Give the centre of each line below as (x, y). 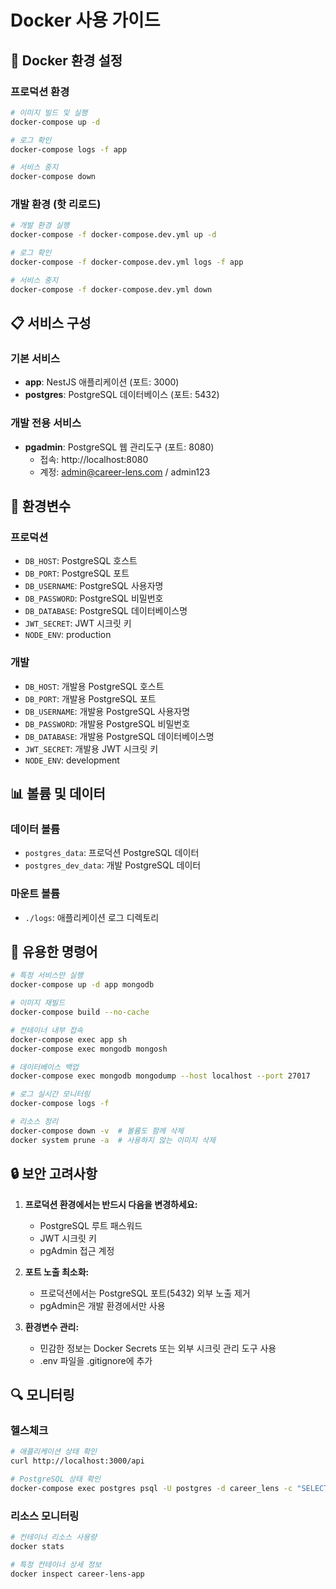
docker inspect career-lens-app (77, 1574)
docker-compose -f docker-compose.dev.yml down (111, 289)
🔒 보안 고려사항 (54, 1174)
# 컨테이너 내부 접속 (47, 1030)
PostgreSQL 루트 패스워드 (91, 1225)
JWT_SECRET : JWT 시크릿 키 (78, 623)
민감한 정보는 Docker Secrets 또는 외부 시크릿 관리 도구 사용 (158, 1348)
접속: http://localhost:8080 (94, 459)
